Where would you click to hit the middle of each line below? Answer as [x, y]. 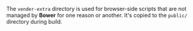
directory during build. [34, 22]
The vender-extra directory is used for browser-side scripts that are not [96, 9]
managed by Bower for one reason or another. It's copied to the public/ [97, 15]
